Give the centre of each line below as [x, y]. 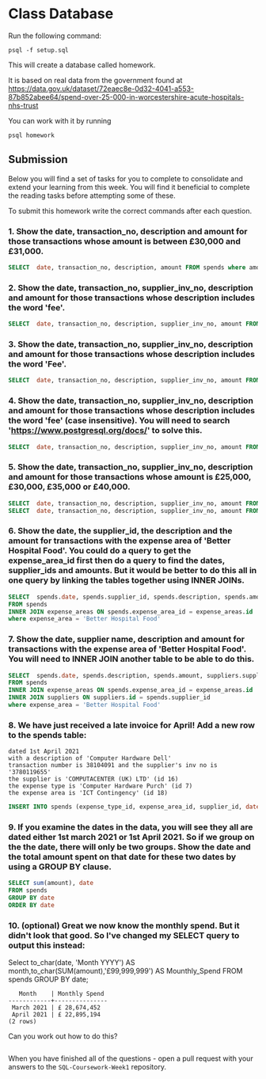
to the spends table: [47, 735]
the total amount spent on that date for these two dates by [122, 857]
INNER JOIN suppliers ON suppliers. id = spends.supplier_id [110, 697]
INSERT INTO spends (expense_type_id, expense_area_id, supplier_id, [125, 807]
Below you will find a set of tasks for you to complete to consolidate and [126, 178]
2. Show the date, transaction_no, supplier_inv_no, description [131, 287]
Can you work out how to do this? [63, 1036]
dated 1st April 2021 [44, 752]
